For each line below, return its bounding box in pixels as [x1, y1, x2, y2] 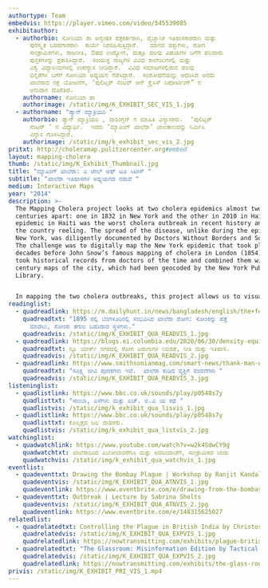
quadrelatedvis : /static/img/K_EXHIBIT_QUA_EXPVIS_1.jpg [22, 530, 216, 539]
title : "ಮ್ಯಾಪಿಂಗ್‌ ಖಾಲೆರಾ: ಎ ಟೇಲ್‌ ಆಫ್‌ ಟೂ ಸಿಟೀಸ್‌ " [8, 168, 152, 176]
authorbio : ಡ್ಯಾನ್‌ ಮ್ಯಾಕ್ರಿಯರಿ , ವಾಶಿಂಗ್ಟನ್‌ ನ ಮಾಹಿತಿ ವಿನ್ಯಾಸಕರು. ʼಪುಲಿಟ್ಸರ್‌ [22, 116, 213, 124]
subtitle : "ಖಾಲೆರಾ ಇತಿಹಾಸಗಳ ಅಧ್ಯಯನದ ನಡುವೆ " [8, 175, 140, 184]
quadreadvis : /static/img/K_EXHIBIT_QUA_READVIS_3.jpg [22, 374, 209, 382]
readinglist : [8, 300, 52, 308]
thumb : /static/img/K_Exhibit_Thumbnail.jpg [8, 160, 159, 168]
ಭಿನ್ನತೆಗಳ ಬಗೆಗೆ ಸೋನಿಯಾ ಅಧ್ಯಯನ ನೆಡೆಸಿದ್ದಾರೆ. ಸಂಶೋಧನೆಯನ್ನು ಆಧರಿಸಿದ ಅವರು [29, 71, 215, 79]
